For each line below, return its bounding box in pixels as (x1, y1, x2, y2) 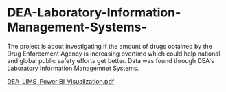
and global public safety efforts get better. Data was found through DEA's (7, 56, 214, 65)
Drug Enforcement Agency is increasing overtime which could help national (7, 49, 221, 58)
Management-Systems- (7, 19, 147, 35)
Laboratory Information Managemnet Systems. (7, 64, 139, 72)
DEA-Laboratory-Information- (7, 5, 181, 21)
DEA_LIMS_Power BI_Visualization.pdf (7, 77, 115, 85)
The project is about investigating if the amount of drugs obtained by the (7, 42, 213, 50)
